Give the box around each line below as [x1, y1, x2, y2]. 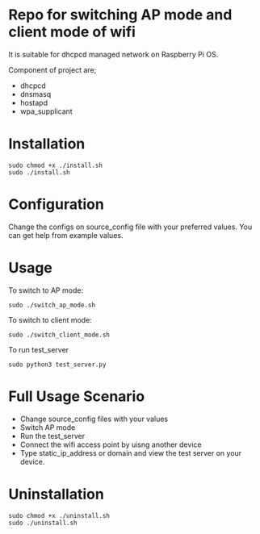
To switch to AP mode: [8, 285, 83, 295]
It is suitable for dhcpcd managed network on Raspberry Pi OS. [8, 49, 219, 59]
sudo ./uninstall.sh [8, 519, 78, 527]
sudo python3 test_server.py [8, 361, 107, 369]
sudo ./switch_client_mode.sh [8, 331, 111, 339]
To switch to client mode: [8, 315, 93, 324]
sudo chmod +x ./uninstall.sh [8, 511, 111, 519]
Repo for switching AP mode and [8, 6, 233, 24]
